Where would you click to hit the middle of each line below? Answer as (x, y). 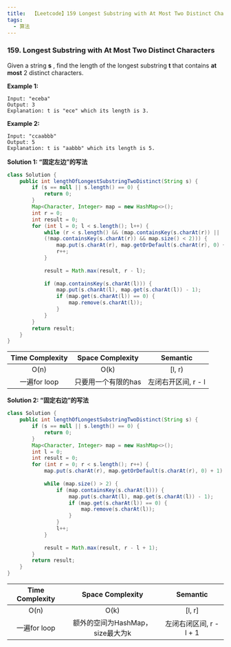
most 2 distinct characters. (45, 72)
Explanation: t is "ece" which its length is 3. (78, 111)
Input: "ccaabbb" (32, 136)
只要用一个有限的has (108, 382)
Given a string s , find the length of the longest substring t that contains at (112, 65)
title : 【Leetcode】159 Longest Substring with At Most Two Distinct (109, 13)
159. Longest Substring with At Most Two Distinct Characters (111, 50)
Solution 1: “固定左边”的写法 (47, 162)
